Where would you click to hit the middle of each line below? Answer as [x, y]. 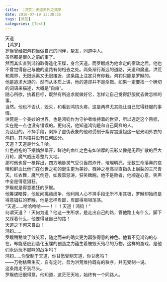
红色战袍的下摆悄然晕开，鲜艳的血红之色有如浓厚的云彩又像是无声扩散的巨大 [83, 150]
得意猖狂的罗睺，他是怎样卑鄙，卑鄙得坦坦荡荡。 [55, 200]
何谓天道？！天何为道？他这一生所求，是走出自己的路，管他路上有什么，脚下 [83, 212]
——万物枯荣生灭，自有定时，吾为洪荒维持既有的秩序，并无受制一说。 [77, 262]
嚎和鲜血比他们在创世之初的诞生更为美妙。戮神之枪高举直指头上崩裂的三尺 [81, 169]
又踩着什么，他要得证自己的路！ [38, 219]
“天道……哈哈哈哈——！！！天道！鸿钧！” [48, 206]
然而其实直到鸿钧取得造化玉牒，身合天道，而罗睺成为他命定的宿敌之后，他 [81, 63]
